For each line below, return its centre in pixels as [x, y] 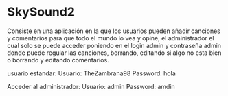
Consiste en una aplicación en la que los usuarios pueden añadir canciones [114, 31]
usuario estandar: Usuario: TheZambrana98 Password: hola [92, 73]
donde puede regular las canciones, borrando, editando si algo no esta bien [114, 53]
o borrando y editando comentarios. [58, 60]
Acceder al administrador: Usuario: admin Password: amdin [91, 86]
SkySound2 [41, 12]
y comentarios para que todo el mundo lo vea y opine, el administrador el [111, 38]
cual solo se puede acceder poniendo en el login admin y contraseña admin [114, 45]
